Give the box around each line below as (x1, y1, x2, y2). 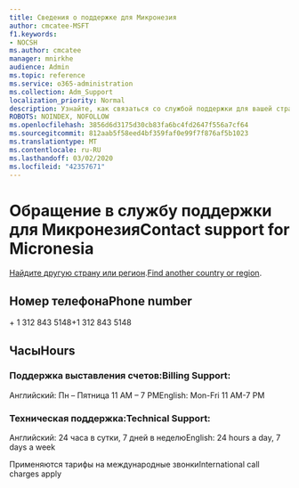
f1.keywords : (9, 29, 58, 38)
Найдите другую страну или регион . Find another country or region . (9, 268, 263, 279)
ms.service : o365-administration (9, 79, 133, 88)
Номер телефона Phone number (9, 293, 193, 308)
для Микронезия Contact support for (9, 219, 290, 240)
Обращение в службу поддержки (9, 200, 272, 221)
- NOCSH (9, 37, 38, 47)
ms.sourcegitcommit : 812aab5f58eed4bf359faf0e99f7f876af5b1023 (9, 129, 249, 138)
